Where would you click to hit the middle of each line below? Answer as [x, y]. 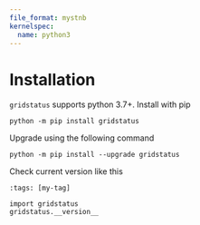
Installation [52, 79]
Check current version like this [67, 171]
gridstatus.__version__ [54, 212]
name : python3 [44, 34]
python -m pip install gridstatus [75, 122]
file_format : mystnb [48, 18]
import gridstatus [44, 204]
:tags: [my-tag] [40, 188]
